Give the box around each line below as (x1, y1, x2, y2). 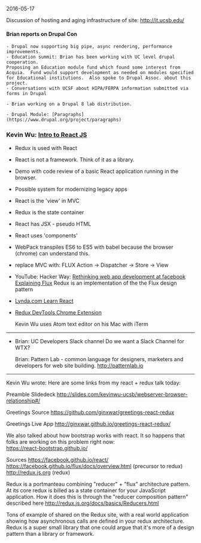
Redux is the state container (14, 209, 84, 216)
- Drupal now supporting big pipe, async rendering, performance (6, 44, 172, 50)
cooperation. (6, 59, 39, 65)
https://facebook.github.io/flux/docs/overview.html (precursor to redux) (6, 462, 183, 469)
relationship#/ (6, 397, 41, 404)
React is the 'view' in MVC (14, 197, 80, 204)
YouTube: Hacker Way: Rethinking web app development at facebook (14, 273, 186, 280)
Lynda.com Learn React (14, 297, 74, 304)
